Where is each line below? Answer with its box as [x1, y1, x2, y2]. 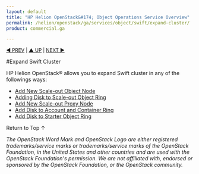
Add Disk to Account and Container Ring [14, 107, 114, 114]
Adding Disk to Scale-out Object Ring [14, 94, 106, 101]
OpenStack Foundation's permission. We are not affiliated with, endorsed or [6, 155, 193, 162]
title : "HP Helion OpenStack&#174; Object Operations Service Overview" [6, 14, 190, 20]
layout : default [6, 8, 46, 15]
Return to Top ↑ [6, 125, 46, 132]
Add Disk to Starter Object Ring [14, 113, 92, 120]
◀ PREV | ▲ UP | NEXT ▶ [6, 47, 65, 54]
